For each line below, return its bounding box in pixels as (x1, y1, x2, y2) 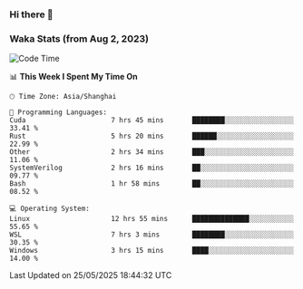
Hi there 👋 (9, 8, 54, 21)
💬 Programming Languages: (9, 108, 107, 117)
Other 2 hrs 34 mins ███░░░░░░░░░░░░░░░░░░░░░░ (9, 148, 295, 157)
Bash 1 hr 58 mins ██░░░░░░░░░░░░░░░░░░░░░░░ (9, 179, 295, 188)
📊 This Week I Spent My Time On (9, 72, 138, 82)
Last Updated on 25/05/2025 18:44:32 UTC (9, 270, 172, 281)
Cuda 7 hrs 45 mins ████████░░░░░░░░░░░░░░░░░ (9, 116, 295, 125)
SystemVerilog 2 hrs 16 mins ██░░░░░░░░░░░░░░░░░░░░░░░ (9, 163, 295, 173)
